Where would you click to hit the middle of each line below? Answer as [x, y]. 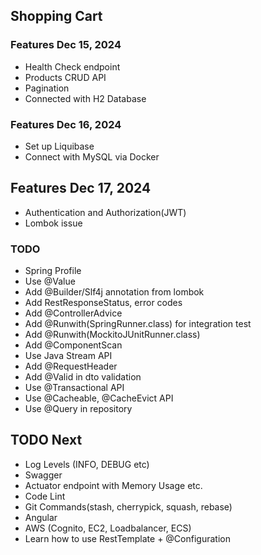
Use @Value [50, 281]
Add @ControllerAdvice [73, 313]
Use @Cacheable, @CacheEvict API [99, 398]
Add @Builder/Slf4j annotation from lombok [114, 292]
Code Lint [45, 496]
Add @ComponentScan [73, 345]
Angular [41, 517]
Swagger [43, 475]
